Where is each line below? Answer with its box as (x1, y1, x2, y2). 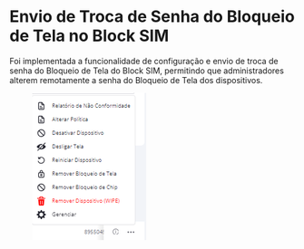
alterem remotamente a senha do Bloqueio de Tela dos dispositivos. (9, 74, 263, 85)
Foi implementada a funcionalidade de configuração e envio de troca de (9, 55, 279, 66)
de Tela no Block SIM (9, 25, 170, 46)
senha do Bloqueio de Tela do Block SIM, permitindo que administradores (9, 65, 284, 76)
